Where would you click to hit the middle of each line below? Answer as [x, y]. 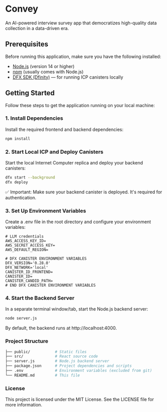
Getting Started [30, 93]
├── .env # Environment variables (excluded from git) [79, 371]
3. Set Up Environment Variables [46, 211]
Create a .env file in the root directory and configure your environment [78, 222]
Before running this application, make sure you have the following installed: [83, 56]
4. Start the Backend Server [40, 298]
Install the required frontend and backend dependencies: [64, 129]
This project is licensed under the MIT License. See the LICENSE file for [80, 399]
